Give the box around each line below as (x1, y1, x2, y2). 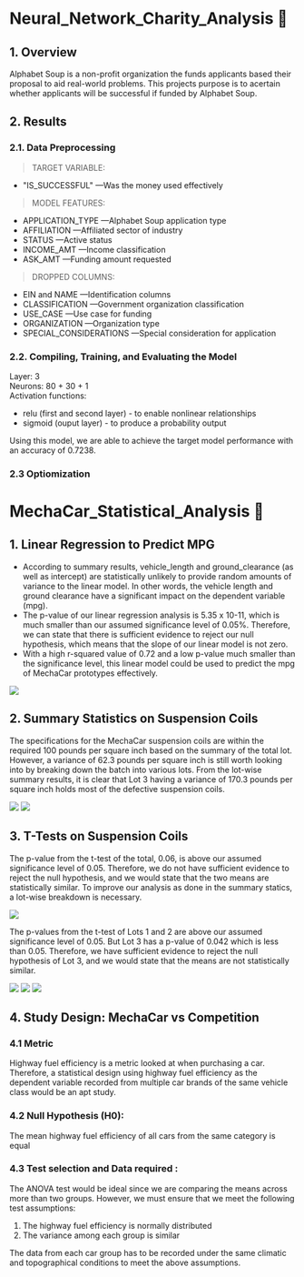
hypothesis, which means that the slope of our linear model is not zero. (22, 638, 289, 649)
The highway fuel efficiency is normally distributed (22, 1220, 212, 1231)
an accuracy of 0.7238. (9, 445, 97, 456)
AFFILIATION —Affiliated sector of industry (22, 225, 183, 236)
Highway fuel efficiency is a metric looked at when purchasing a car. (9, 1058, 266, 1069)
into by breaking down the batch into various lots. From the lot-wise (9, 764, 262, 775)
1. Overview (9, 45, 77, 60)
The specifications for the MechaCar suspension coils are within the (9, 735, 265, 746)
